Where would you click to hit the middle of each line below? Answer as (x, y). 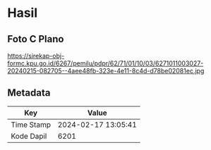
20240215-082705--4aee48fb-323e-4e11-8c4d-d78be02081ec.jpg (106, 71)
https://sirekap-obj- (36, 56)
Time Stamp (31, 125)
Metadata (29, 93)
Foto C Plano (36, 39)
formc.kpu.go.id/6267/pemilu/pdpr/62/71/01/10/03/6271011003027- (105, 63)
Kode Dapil (29, 136)
